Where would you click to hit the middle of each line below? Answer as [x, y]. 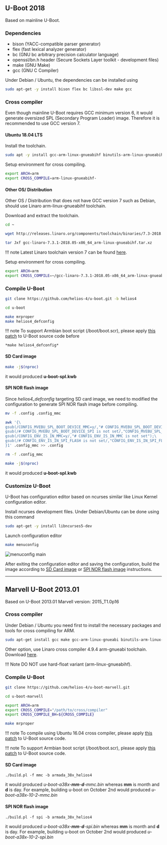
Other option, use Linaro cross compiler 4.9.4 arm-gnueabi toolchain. [76, 649]
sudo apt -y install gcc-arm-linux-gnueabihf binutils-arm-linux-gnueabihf [85, 155]
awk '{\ [13, 422]
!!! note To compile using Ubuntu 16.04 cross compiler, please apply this [79, 733]
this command [20, 517]
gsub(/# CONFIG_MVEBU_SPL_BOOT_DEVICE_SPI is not [58, 431]
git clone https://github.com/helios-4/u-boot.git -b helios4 [71, 298]
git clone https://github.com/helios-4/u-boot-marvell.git [68, 687]
